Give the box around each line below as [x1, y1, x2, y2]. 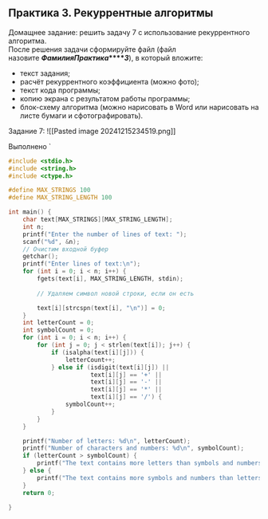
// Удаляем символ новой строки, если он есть [37, 289, 195, 297]
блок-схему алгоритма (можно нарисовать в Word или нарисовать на [19, 102, 259, 112]
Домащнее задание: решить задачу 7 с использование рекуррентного [8, 27, 250, 37]
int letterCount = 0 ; [22, 319, 94, 327]
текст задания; [19, 68, 70, 78]
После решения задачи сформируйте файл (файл [8, 44, 177, 54]
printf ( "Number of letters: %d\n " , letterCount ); [22, 437, 191, 445]
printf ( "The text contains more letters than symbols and [37, 459, 234, 467]
